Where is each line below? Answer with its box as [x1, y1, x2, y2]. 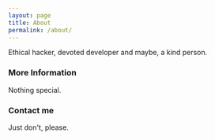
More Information [8, 68, 77, 79]
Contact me [8, 105, 55, 116]
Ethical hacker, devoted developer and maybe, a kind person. [8, 48, 208, 57]
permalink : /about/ [8, 26, 73, 34]
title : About [8, 19, 51, 27]
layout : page [8, 11, 51, 20]
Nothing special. [8, 85, 62, 94]
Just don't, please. [8, 123, 69, 132]
